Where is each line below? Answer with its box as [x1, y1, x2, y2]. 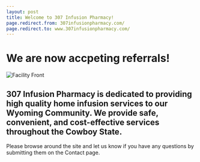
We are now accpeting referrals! [6, 52, 170, 65]
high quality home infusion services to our [6, 98, 168, 108]
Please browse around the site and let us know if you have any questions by [6, 143, 194, 149]
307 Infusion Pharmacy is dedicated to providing [6, 89, 192, 99]
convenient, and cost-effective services [6, 117, 160, 127]
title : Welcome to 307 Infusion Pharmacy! [6, 14, 114, 20]
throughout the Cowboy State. [6, 126, 123, 137]
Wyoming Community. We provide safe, [6, 108, 159, 118]
